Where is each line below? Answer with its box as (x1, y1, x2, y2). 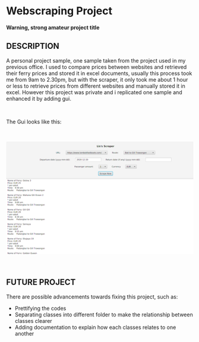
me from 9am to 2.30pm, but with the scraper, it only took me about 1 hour (6, 76, 188, 83)
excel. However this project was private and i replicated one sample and (6, 88, 182, 96)
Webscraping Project (6, 4, 113, 18)
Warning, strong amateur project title (6, 24, 100, 31)
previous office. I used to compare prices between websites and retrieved (6, 63, 187, 70)
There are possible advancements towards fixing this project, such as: (6, 293, 178, 300)
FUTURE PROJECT (6, 277, 76, 287)
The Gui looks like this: (6, 118, 62, 125)
